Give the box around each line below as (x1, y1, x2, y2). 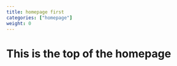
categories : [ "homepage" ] (6, 15, 72, 21)
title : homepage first (6, 9, 64, 15)
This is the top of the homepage (6, 46, 171, 61)
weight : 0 (6, 20, 32, 26)
